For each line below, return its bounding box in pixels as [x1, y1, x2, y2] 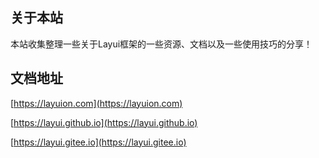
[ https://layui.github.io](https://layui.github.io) [10, 116, 198, 128]
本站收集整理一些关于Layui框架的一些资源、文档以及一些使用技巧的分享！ [10, 38, 313, 50]
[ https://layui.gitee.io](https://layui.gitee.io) [10, 136, 187, 148]
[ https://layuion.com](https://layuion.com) [10, 97, 183, 109]
